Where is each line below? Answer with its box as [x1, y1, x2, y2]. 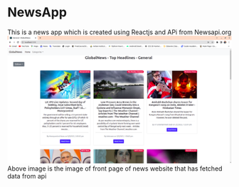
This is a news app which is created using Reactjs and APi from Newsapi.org [7, 28, 232, 36]
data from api [7, 171, 47, 180]
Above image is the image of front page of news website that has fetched [7, 164, 223, 173]
